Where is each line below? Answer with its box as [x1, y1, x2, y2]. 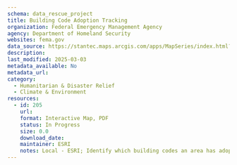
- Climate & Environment [13, 88, 87, 95]
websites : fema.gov [7, 37, 65, 44]
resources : [7, 95, 39, 103]
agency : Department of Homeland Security [7, 29, 131, 37]
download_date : [20, 134, 65, 141]
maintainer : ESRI [20, 141, 71, 148]
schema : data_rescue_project [7, 10, 93, 18]
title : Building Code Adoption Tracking [7, 17, 128, 24]
